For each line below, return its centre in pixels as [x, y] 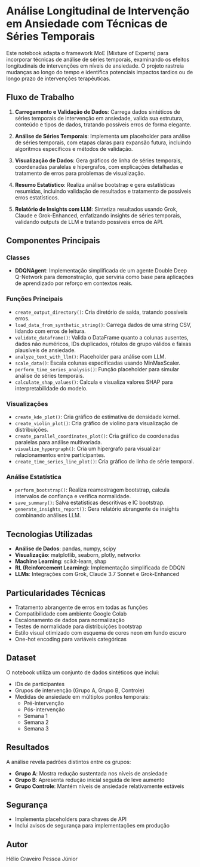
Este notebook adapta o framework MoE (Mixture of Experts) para [87, 53]
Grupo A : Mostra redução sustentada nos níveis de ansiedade [91, 773]
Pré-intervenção [44, 703]
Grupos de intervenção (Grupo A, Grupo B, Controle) [79, 690]
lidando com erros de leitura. [50, 331]
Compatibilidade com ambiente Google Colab [71, 613]
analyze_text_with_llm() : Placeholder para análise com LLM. [90, 356]
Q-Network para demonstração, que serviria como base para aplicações [104, 277]
